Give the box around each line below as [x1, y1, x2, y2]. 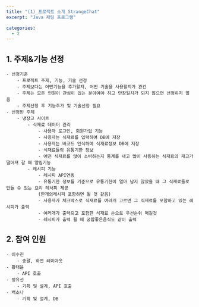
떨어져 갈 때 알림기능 [6, 160, 51, 166]
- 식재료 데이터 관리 [27, 122, 71, 128]
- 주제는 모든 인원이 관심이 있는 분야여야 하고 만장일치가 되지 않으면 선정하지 [17, 90, 183, 96]
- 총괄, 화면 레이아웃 [17, 258, 63, 264]
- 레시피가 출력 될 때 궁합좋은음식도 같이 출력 [37, 217, 137, 223]
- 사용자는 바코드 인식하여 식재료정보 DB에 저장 [37, 141, 140, 147]
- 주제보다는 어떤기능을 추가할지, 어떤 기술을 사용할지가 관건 [17, 84, 147, 90]
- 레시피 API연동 [37, 173, 75, 178]
